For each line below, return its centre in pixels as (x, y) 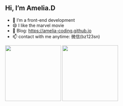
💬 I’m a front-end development (44, 20)
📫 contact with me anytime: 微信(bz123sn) (56, 36)
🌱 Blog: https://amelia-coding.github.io (52, 30)
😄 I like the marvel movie (38, 25)
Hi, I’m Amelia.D (30, 8)
